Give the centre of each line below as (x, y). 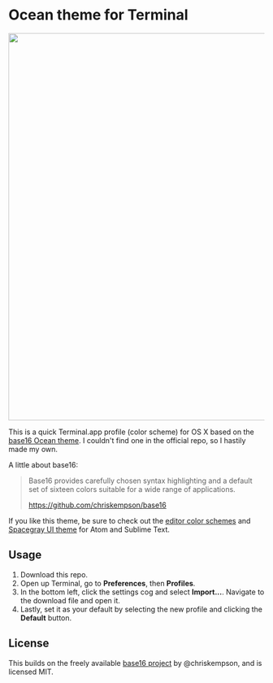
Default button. (46, 618)
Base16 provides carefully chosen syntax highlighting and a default (141, 481)
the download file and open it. (70, 600)
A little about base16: (43, 464)
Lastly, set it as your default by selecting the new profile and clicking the (141, 609)
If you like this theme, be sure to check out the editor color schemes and (130, 520)
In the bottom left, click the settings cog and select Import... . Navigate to (142, 592)
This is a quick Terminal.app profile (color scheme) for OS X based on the (131, 432)
